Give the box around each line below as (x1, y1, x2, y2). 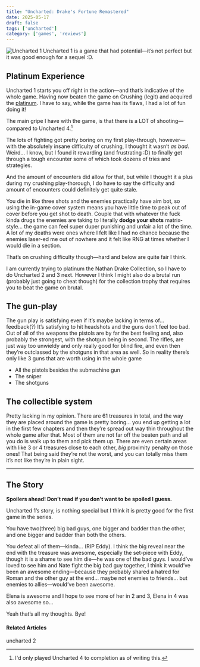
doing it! (6, 106, 27, 113)
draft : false (6, 20, 39, 26)
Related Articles (6, 624, 47, 631)
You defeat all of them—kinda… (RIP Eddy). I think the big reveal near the (6, 543, 185, 550)
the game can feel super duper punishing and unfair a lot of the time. (23, 223, 193, 230)
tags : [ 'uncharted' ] (6, 25, 58, 32)
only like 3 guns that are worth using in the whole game (6, 355, 142, 362)
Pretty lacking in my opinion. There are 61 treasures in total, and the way (6, 412, 183, 419)
